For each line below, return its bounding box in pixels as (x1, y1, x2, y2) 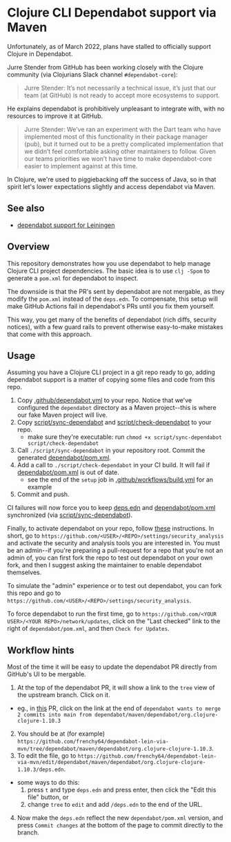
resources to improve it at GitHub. (7, 112, 103, 120)
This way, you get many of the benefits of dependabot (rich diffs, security (7, 315, 217, 324)
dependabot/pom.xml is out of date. (17, 468, 119, 477)
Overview (7, 241, 50, 253)
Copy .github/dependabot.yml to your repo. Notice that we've (17, 396, 192, 404)
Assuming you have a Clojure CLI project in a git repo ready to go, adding (7, 368, 216, 377)
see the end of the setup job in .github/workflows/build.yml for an (27, 476, 214, 484)
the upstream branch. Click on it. (17, 691, 110, 699)
